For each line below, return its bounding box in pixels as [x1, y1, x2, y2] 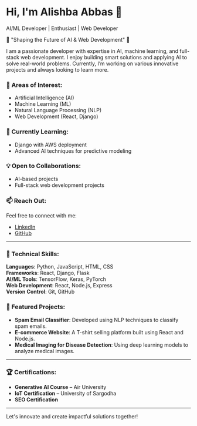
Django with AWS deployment [14, 141, 87, 148]
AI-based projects [14, 175, 59, 182]
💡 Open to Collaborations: [6, 162, 81, 170]
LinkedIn [14, 223, 36, 231]
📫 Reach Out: [6, 196, 47, 204]
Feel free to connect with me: [6, 212, 77, 219]
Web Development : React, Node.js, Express [6, 282, 113, 289]
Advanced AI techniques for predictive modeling [14, 147, 132, 155]
